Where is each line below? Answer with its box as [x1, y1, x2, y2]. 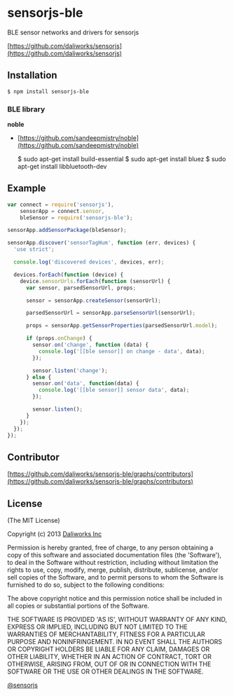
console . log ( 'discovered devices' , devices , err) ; [13, 259, 165, 266]
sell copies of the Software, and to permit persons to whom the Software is [7, 573, 224, 582]
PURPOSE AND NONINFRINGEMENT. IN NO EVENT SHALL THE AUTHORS [7, 638, 223, 646]
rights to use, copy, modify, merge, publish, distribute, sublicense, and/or [7, 566, 219, 574]
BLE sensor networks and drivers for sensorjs [7, 28, 139, 36]
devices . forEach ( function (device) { [13, 271, 124, 278]
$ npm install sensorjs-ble [7, 88, 90, 95]
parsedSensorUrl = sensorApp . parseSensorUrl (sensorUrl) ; [25, 310, 196, 317]
